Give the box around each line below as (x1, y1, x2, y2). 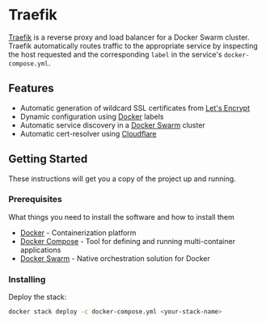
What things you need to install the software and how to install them (8, 212, 234, 221)
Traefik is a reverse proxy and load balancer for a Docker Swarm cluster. (8, 32, 250, 42)
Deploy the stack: (8, 292, 67, 302)
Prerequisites (8, 194, 62, 205)
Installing (8, 273, 46, 284)
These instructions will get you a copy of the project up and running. (8, 174, 236, 183)
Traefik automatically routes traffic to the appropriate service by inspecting (8, 40, 259, 50)
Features (8, 82, 54, 95)
